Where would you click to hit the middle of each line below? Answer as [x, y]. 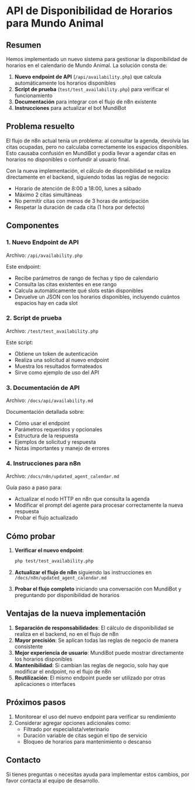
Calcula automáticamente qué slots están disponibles [79, 290]
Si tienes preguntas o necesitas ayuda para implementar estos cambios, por [98, 774]
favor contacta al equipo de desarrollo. [53, 781]
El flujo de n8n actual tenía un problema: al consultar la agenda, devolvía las [97, 140]
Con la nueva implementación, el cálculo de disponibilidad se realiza [88, 170]
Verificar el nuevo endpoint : [49, 550]
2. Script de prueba [34, 318]
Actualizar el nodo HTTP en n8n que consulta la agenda [82, 499]
